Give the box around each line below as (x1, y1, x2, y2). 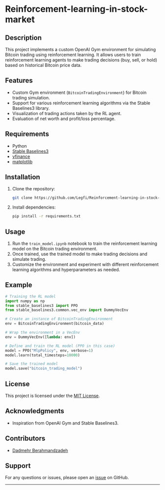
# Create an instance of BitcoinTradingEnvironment (5, 316, 113, 322)
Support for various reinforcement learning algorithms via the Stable (12, 100, 151, 106)
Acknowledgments (5, 407, 65, 415)
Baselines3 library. (12, 105, 50, 111)
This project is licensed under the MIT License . (5, 393, 100, 398)
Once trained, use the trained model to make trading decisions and (12, 251, 147, 257)
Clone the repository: (12, 186, 55, 192)
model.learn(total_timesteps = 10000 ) (5, 353, 80, 358)
